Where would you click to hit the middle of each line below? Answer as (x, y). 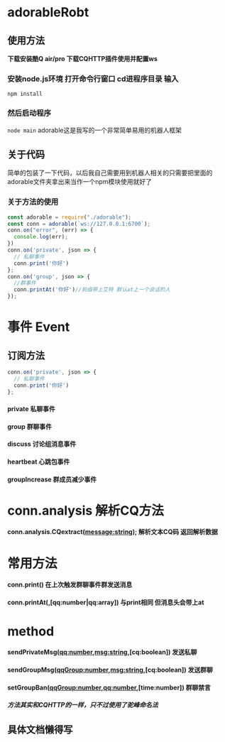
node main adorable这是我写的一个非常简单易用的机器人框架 (95, 130)
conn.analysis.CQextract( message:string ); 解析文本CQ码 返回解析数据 (112, 532)
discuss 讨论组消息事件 (42, 444)
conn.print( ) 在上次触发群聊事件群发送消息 (70, 585)
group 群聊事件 (29, 426)
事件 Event (39, 327)
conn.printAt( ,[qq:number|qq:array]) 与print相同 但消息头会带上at (106, 602)
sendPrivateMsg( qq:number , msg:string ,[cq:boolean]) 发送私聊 (102, 652)
